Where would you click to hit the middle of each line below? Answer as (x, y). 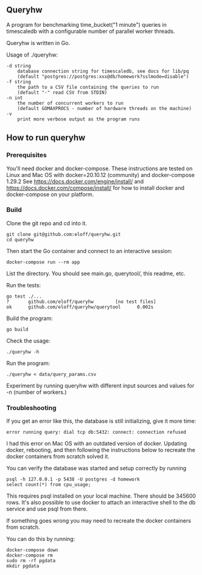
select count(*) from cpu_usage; (49, 485)
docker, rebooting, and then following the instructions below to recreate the (101, 450)
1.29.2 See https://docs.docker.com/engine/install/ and (75, 181)
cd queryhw (20, 240)
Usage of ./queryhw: (32, 55)
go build (17, 329)
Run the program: (28, 363)
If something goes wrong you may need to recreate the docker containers (99, 521)
